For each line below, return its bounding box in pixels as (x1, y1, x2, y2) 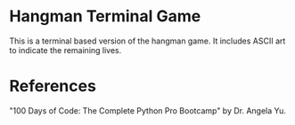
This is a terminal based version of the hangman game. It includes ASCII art (9, 35, 286, 46)
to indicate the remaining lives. (9, 44, 122, 55)
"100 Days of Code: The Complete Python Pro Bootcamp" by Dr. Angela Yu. (9, 105, 287, 116)
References (9, 76, 96, 97)
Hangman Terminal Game (9, 6, 201, 27)
